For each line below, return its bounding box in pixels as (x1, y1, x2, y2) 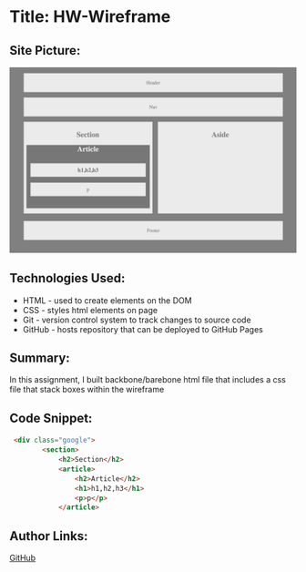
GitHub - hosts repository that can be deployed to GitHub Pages (22, 323, 264, 334)
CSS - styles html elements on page (22, 304, 158, 315)
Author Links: (9, 528, 88, 544)
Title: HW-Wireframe (9, 6, 171, 27)
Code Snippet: (9, 410, 93, 425)
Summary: (9, 351, 70, 366)
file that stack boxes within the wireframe (9, 384, 165, 395)
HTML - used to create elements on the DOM (22, 294, 193, 306)
